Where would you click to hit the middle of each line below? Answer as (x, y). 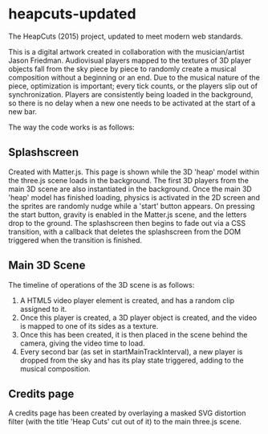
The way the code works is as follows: (71, 127)
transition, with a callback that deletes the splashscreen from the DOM (125, 231)
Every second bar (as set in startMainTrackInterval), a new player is (131, 351)
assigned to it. (43, 309)
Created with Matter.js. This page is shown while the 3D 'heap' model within (134, 172)
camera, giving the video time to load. (83, 343)
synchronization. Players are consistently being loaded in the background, (131, 94)
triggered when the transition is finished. (75, 240)
